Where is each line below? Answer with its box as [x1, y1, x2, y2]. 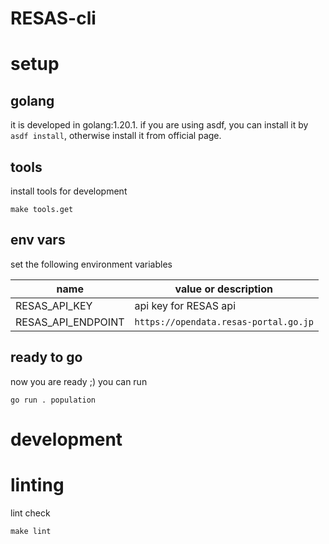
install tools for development [10, 185, 128, 197]
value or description [174, 282, 273, 296]
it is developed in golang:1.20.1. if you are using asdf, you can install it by [10, 119, 309, 131]
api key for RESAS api [134, 298, 237, 312]
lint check [10, 507, 51, 519]
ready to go [10, 349, 83, 366]
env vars [10, 232, 66, 249]
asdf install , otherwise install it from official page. [10, 130, 222, 142]
